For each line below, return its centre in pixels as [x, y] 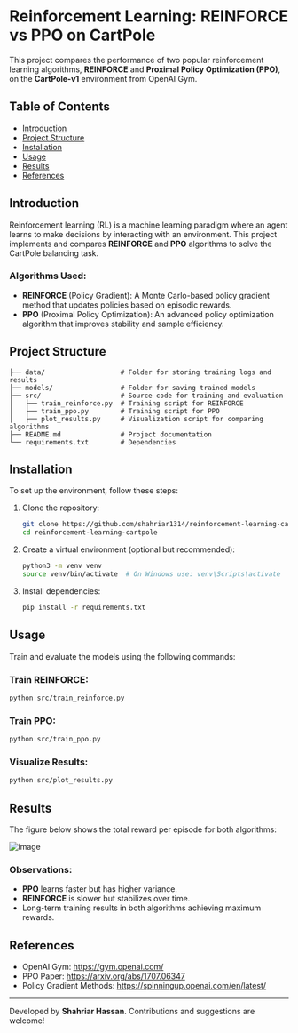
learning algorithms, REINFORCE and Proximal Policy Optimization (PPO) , [145, 69]
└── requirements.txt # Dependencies [93, 442]
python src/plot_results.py [61, 781]
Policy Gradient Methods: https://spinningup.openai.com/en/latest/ [144, 986]
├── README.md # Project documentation [111, 434]
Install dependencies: [61, 591]
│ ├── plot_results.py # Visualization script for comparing [137, 419]
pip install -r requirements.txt [84, 607]
